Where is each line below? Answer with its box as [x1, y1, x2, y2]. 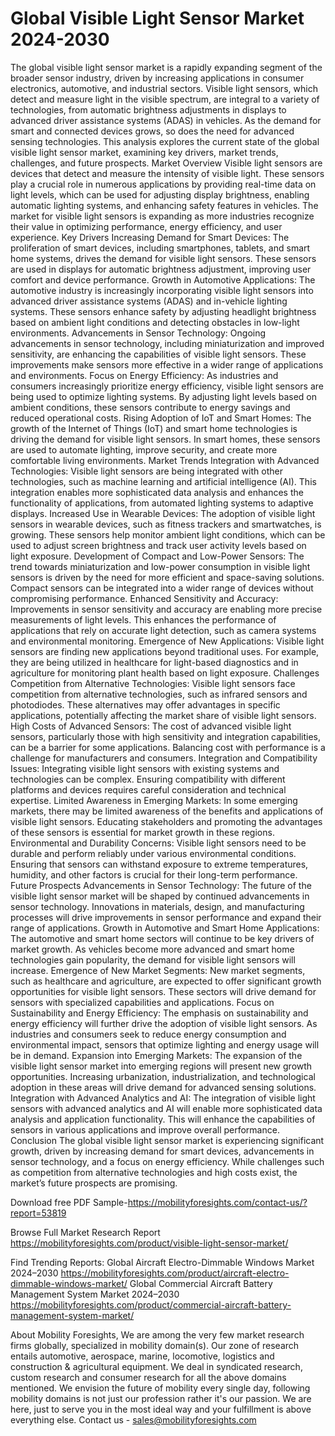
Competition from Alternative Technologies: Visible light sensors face [10, 677, 296, 689]
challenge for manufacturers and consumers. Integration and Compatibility [10, 752, 318, 764]
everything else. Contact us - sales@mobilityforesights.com [10, 1413, 257, 1426]
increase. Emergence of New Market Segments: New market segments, [10, 964, 306, 976]
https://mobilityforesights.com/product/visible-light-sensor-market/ [10, 1237, 289, 1249]
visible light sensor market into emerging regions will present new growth [10, 1060, 313, 1072]
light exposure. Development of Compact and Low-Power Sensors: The [10, 550, 305, 562]
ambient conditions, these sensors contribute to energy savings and [10, 401, 291, 413]
